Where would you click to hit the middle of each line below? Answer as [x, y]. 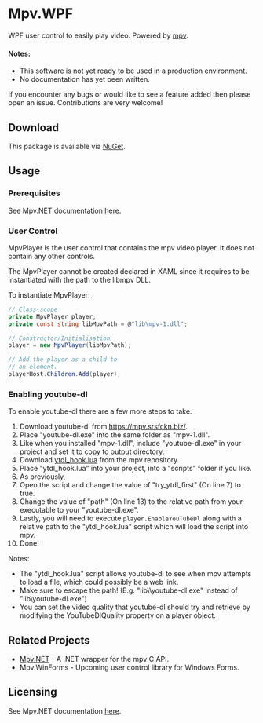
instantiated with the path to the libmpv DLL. [80, 279]
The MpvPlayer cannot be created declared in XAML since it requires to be [129, 271]
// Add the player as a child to [63, 360]
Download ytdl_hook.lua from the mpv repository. [99, 460]
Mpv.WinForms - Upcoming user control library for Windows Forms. [129, 667]
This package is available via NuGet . [67, 146]
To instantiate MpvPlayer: [49, 294]
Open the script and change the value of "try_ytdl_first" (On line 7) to [130, 485]
